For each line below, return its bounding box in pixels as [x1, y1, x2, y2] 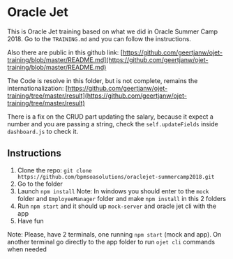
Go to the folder [17, 179, 63, 188]
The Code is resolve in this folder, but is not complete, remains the [7, 76, 198, 84]
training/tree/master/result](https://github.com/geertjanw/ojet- [7, 91, 187, 100]
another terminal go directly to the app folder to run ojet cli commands [7, 237, 215, 246]
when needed [7, 245, 47, 253]
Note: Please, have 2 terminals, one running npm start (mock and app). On [7, 230, 222, 238]
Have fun [17, 216, 44, 225]
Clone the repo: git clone [17, 165, 92, 175]
